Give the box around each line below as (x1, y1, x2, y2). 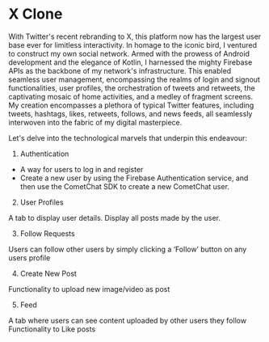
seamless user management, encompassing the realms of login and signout (8, 74, 261, 84)
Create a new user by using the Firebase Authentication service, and (19, 173, 249, 183)
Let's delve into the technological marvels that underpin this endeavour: (8, 133, 248, 142)
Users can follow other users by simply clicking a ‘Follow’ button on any (8, 244, 247, 254)
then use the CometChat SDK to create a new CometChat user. (19, 181, 230, 191)
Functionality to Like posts (8, 324, 96, 334)
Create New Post (19, 268, 77, 278)
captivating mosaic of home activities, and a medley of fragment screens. (8, 91, 253, 101)
